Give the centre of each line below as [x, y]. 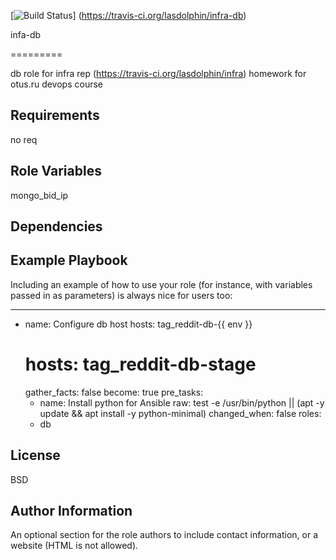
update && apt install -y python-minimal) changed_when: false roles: [180, 413]
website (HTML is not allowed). [74, 546]
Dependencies [56, 226]
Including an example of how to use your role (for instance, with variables [161, 284]
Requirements [55, 115]
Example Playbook [69, 260]
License [35, 455]
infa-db [26, 34]
